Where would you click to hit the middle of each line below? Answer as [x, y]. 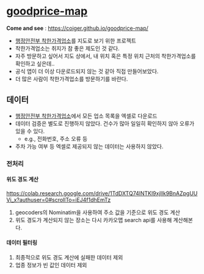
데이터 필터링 [22, 243]
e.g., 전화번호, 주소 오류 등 [56, 139]
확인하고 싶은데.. [35, 63]
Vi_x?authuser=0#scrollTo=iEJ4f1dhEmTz [59, 200]
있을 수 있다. [30, 131]
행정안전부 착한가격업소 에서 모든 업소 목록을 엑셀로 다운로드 [86, 116]
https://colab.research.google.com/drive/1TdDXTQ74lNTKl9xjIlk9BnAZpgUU [102, 193]
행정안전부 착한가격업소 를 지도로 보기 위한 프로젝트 [75, 40]
